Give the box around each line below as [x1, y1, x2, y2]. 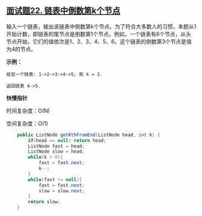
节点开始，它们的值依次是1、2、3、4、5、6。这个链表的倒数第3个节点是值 [6, 38, 192, 45]
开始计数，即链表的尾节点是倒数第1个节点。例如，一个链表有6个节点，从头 [6, 30, 192, 37]
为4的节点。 [6, 45, 37, 52]
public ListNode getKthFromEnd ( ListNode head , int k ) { [17, 132, 161, 138]
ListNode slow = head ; [28, 149, 85, 155]
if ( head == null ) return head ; [28, 137, 107, 143]
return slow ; [28, 199, 61, 205]
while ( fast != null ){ [28, 176, 83, 182]
